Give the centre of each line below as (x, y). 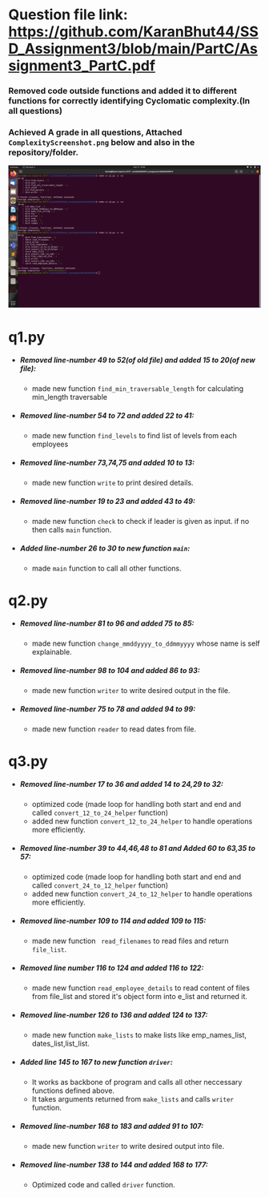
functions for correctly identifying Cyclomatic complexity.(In (129, 101)
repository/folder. (43, 152)
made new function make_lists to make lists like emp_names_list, (139, 1035)
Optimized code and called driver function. (104, 1184)
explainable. (52, 652)
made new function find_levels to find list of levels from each (134, 436)
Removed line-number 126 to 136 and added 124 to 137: (114, 1014)
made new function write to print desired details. (112, 483)
